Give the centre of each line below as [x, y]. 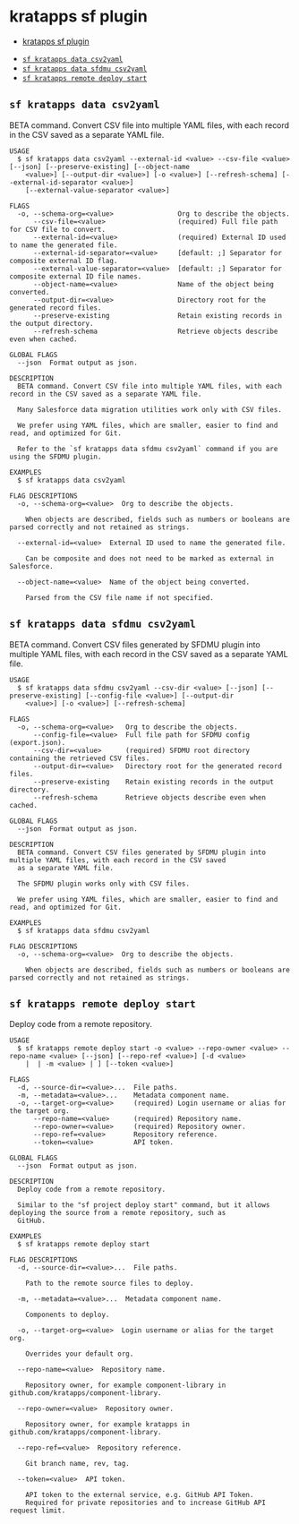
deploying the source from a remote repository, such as [118, 1213]
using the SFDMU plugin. [56, 457]
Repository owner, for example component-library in [126, 1385]
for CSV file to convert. [57, 229]
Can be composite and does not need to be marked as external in [150, 558]
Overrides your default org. [80, 1354]
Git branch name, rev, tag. [77, 1464]
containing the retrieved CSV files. [80, 758]
